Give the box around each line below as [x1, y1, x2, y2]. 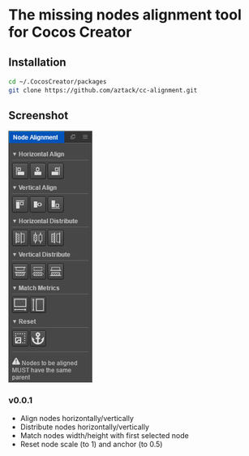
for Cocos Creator [8, 23, 132, 41]
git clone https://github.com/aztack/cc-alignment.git [8, 86, 198, 94]
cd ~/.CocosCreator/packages [8, 78, 107, 86]
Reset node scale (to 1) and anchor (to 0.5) [19, 439, 163, 449]
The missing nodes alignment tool [8, 6, 242, 24]
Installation [8, 55, 67, 69]
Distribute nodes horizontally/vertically [19, 422, 150, 432]
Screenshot [8, 109, 69, 123]
